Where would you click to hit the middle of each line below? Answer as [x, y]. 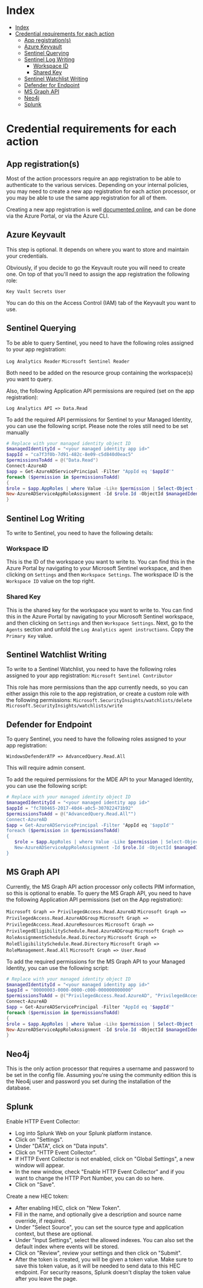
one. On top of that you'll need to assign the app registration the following [98, 274]
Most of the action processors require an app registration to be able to [94, 178]
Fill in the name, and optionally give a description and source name [98, 1214]
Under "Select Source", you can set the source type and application [99, 1227]
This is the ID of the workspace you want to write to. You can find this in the [101, 562]
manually [18, 432]
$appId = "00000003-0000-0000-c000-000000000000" [70, 990]
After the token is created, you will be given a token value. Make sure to [104, 1259]
